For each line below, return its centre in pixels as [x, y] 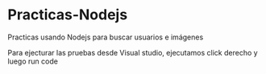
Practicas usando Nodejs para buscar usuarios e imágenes [106, 37]
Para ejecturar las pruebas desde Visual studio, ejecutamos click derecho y [133, 52]
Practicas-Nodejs [68, 15]
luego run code [33, 61]
